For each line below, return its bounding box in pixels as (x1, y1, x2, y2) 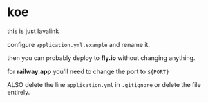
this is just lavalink (7, 27, 59, 35)
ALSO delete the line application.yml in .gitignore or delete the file (7, 80, 202, 88)
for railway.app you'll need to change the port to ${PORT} (7, 67, 169, 75)
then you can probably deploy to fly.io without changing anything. (7, 53, 196, 62)
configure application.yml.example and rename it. (7, 40, 151, 48)
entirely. (7, 88, 30, 96)
